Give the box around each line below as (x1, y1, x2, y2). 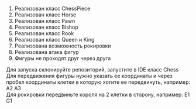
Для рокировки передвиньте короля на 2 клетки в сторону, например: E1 (6, 91, 190, 98)
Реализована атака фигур (14, 49, 79, 55)
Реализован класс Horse (14, 11, 77, 18)
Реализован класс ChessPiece (14, 5, 91, 12)
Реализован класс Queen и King (14, 36, 95, 43)
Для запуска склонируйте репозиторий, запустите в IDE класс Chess (6, 66, 179, 73)
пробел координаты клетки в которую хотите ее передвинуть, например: (6, 79, 191, 86)
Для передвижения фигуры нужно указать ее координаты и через (6, 73, 173, 79)
